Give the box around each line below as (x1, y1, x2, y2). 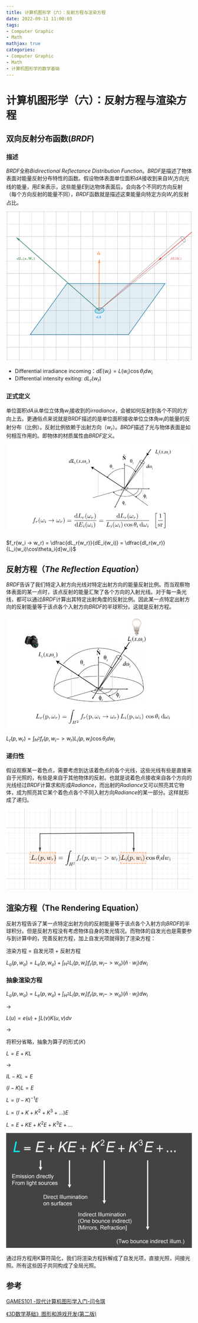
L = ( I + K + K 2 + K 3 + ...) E (6, 1108, 69, 1116)
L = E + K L (6, 1049, 32, 1057)
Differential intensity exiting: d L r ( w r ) (14, 375, 102, 383)
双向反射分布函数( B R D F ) (6, 134, 95, 144)
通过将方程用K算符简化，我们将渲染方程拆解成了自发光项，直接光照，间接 (6, 1254, 186, 1262)
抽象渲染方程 (6, 976, 43, 984)
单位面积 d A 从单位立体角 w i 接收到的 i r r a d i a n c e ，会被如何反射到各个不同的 (6, 407, 183, 415)
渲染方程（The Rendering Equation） (6, 903, 143, 913)
